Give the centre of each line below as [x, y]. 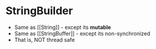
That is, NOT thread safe [45, 40]
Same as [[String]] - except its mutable [62, 27]
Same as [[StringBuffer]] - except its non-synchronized [82, 33]
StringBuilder [39, 11]
